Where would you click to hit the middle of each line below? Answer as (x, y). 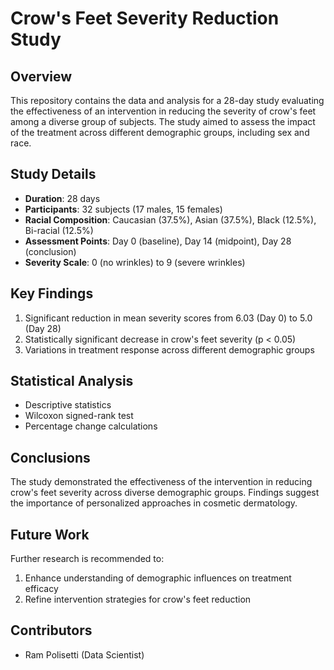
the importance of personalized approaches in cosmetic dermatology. (154, 503)
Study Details (53, 174)
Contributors (51, 630)
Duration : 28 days (62, 198)
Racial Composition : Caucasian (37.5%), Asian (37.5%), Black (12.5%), (170, 219)
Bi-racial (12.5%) (59, 230)
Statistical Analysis (72, 381)
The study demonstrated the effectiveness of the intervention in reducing (161, 482)
